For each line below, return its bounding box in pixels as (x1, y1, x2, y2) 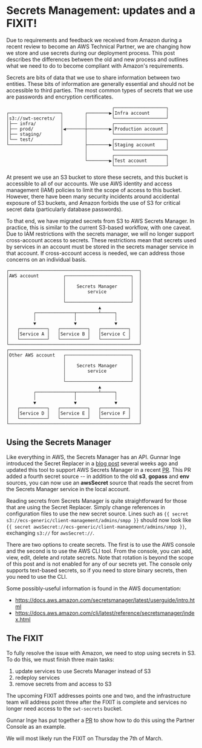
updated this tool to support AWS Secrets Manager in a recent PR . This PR (6, 466, 192, 473)
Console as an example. (6, 723, 67, 730)
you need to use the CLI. (6, 573, 68, 580)
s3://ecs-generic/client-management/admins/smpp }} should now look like (6, 516, 192, 523)
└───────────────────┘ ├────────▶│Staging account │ (6, 141, 169, 148)
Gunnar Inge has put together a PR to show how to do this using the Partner (6, 717, 195, 724)
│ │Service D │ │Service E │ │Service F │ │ (6, 410, 142, 416)
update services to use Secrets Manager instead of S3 (15, 667, 151, 674)
